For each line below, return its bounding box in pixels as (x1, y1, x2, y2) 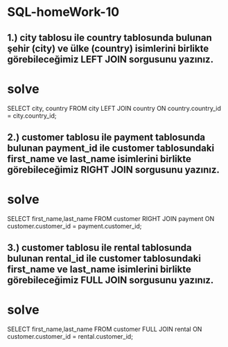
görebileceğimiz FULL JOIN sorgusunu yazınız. (7, 274, 214, 286)
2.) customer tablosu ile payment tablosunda (7, 131, 206, 143)
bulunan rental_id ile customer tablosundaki (7, 253, 201, 265)
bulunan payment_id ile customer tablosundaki (7, 142, 215, 154)
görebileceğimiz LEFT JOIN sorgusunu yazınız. (7, 53, 213, 65)
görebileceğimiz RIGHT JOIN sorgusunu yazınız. (7, 163, 220, 175)
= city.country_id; (7, 112, 57, 120)
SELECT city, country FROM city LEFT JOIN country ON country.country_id (7, 104, 222, 112)
